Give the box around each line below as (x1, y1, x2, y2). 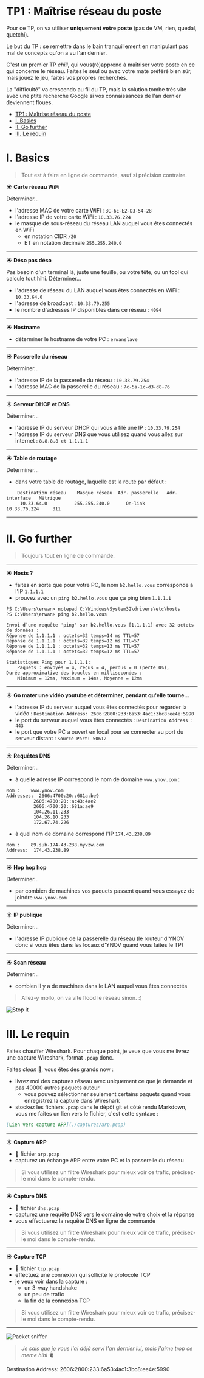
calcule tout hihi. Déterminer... (6, 275, 82, 282)
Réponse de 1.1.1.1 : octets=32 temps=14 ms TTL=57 (6, 632, 140, 639)
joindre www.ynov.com (15, 893, 67, 901)
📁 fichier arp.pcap (15, 1150, 59, 1158)
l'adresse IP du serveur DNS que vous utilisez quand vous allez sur (15, 431, 183, 438)
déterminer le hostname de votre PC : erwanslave (15, 335, 138, 342)
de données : (6, 627, 39, 633)
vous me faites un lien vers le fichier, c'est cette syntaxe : (15, 1109, 159, 1117)
